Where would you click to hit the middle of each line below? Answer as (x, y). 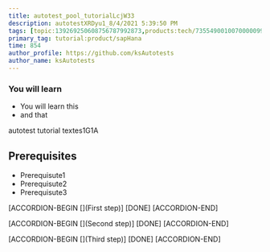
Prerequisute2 (43, 184)
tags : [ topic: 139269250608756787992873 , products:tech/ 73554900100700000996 (138, 31)
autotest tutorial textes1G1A (53, 130)
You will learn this (49, 106)
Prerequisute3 (43, 192)
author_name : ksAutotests (51, 61)
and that (34, 115)
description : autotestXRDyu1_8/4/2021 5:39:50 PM (93, 23)
